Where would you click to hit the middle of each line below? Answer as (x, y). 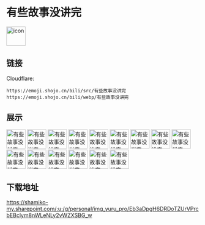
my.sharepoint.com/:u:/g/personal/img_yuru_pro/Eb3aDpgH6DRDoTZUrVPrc (102, 209)
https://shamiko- (27, 202)
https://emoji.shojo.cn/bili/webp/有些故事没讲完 (68, 97)
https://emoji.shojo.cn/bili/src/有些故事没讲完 (66, 90)
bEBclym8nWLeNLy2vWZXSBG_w (50, 215)
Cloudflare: (20, 78)
